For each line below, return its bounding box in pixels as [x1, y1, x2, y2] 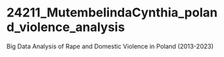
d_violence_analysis [6, 19, 126, 35]
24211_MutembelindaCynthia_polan [6, 5, 218, 21]
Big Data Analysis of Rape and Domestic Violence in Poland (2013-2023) [6, 42, 214, 50]
